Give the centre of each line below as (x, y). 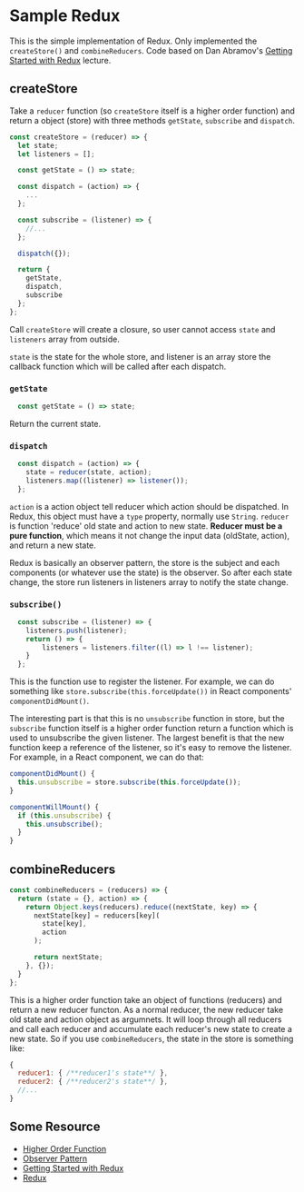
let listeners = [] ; (56, 154)
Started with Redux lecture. (60, 60)
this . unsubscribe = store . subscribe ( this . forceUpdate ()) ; (130, 782)
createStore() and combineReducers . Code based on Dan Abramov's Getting (151, 50)
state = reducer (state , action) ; (89, 472)
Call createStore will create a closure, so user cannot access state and (142, 329)
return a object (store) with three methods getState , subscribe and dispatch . (152, 120)
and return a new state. (53, 545)
